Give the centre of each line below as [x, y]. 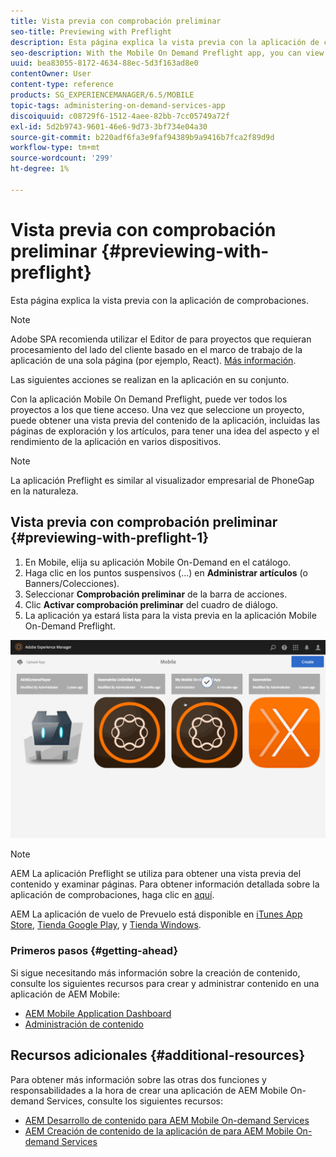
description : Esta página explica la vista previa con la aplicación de [165, 42]
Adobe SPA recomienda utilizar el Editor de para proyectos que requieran [161, 339]
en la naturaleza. [44, 491]
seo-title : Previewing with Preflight [91, 31]
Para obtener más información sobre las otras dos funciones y [138, 1079]
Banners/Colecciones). [72, 583]
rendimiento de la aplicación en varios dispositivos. [116, 441]
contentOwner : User [51, 74]
